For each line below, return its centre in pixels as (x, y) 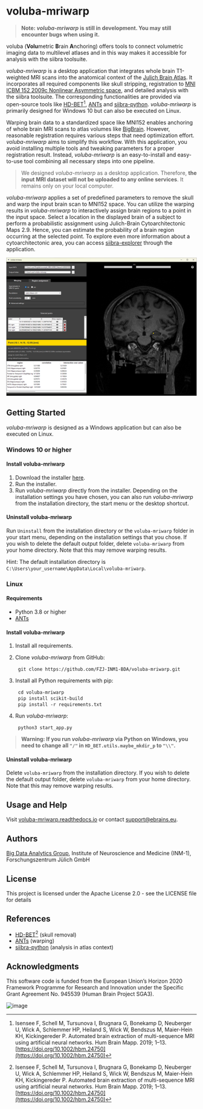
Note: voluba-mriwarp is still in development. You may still (96, 28)
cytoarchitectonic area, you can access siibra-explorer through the (89, 242)
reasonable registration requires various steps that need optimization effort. (100, 135)
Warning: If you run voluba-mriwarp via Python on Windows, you (105, 739)
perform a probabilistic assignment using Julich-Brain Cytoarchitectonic (96, 223)
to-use (14, 161)
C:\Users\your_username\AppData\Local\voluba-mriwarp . (76, 568)
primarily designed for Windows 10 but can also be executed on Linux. (94, 110)
